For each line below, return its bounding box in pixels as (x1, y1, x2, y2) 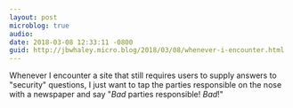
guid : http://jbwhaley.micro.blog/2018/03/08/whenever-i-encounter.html (9, 46, 285, 55)
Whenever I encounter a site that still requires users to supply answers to (9, 70, 278, 81)
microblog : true (9, 21, 69, 30)
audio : (9, 29, 34, 38)
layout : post (9, 12, 58, 22)
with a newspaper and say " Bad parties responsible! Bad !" (9, 89, 224, 100)
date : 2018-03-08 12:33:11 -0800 (9, 37, 134, 47)
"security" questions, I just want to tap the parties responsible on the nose (9, 80, 282, 90)
